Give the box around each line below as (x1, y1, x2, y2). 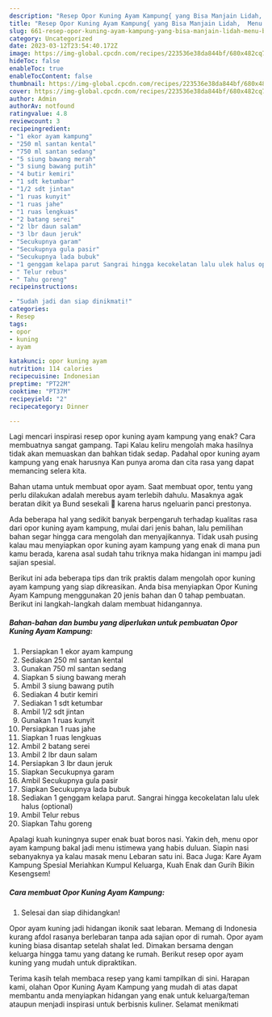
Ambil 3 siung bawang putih (20, 681, 115, 691)
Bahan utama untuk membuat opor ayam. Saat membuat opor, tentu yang (9, 482, 253, 491)
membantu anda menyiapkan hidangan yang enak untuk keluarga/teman (9, 991, 249, 1001)
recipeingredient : (9, 125, 71, 133)
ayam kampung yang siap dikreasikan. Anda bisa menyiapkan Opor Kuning (9, 582, 257, 592)
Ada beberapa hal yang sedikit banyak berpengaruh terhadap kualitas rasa (9, 515, 257, 525)
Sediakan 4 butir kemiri (20, 690, 98, 700)
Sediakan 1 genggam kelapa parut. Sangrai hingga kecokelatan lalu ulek (20, 793, 260, 802)
